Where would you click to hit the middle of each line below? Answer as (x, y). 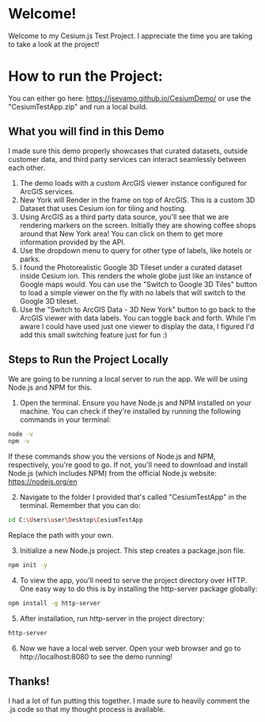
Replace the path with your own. (61, 536)
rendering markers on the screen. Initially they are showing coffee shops (138, 225)
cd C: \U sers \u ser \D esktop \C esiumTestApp (76, 520)
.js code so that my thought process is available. (87, 709)
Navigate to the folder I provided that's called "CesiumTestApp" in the (133, 497)
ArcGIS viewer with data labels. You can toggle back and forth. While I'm (138, 317)
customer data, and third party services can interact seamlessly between (127, 159)
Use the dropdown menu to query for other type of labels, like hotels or (136, 250)
